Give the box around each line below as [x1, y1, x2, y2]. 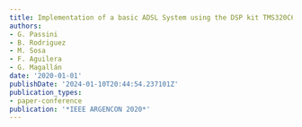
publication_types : [9, 88, 83, 97]
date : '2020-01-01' [9, 72, 83, 80]
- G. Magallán [9, 63, 63, 72]
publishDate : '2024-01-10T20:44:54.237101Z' [9, 80, 179, 89]
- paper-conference [9, 96, 83, 106]
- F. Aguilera [9, 55, 63, 63]
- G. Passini [9, 30, 58, 38]
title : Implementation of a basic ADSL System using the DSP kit [9, 13, 259, 22]
